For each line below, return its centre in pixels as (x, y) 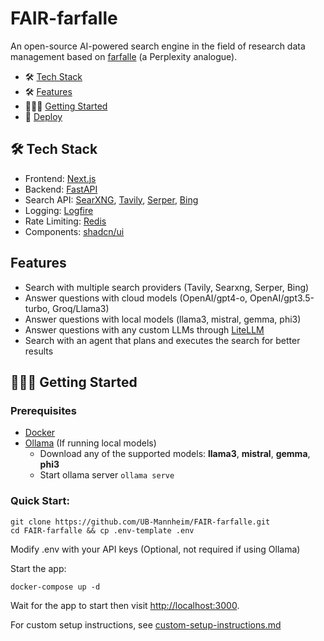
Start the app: (38, 568)
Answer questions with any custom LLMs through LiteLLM (144, 329)
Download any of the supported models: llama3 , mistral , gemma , (175, 454)
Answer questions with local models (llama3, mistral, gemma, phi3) (163, 319)
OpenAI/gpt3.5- (282, 298)
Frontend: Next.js (60, 178)
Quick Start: (40, 501)
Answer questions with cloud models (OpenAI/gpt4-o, (136, 298)
